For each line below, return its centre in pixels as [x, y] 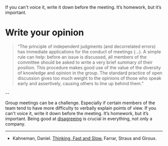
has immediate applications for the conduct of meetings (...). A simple [89, 51]
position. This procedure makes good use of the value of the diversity [89, 67]
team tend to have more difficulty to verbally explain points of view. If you [81, 108]
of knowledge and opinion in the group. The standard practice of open [90, 73]
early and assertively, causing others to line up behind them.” [80, 83]
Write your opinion [44, 33]
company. [15, 124]
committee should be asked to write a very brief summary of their [85, 62]
